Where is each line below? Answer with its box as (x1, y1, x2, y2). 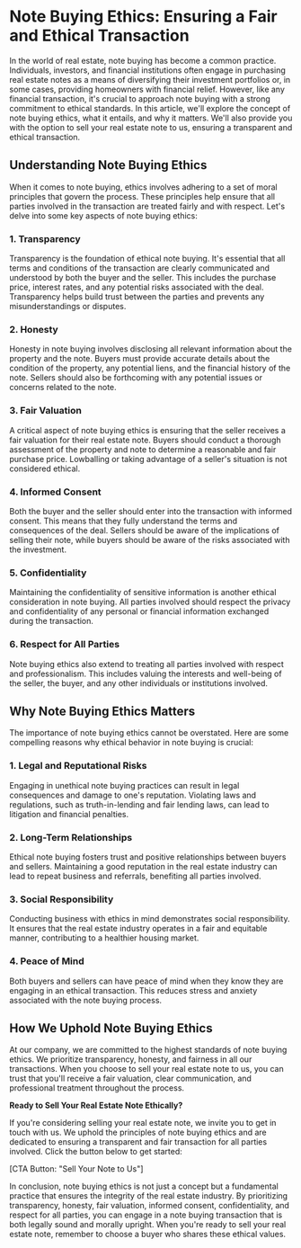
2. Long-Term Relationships (9, 831, 133, 843)
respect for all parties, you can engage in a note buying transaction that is (9, 1209, 283, 1220)
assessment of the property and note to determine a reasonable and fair (9, 443, 277, 455)
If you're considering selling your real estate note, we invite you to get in (9, 1118, 277, 1128)
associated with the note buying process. (9, 994, 163, 1005)
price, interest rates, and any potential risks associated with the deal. (9, 281, 264, 293)
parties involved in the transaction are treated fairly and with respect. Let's (9, 201, 286, 211)
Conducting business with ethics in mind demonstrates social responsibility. (9, 914, 290, 924)
